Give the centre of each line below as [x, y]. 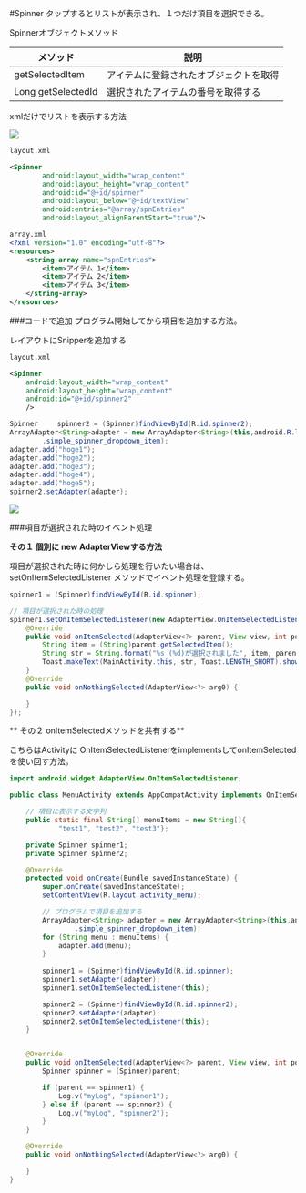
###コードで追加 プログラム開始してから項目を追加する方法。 [126, 321]
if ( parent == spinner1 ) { [93, 1087]
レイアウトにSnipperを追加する [68, 340]
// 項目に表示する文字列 [66, 812]
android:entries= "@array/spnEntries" [113, 209]
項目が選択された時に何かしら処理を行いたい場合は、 [109, 566]
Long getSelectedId [56, 92]
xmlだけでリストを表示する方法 [68, 116]
